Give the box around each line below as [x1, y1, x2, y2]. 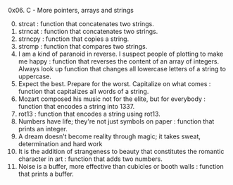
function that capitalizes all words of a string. [18, 88, 149, 95]
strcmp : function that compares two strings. [18, 42, 148, 50]
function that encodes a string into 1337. [18, 102, 135, 110]
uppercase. [18, 72, 52, 80]
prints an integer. [18, 125, 68, 133]
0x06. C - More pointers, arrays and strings [8, 6, 134, 14]
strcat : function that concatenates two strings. [18, 20, 154, 28]
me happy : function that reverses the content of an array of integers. [18, 57, 220, 66]
